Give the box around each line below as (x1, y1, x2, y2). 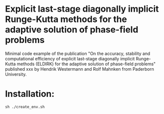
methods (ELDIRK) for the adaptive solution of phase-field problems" (17, 61, 156, 67)
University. (5, 71, 27, 77)
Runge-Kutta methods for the (5, 14, 127, 25)
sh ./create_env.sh (5, 104, 45, 109)
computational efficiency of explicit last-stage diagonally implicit (5, 56, 135, 61)
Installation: (5, 89, 55, 99)
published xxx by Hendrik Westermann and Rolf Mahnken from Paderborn (5, 66, 154, 72)
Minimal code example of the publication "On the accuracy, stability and (5, 50, 150, 57)
